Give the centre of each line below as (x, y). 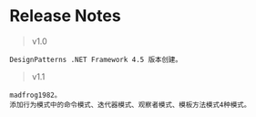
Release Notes (65, 16)
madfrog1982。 (36, 95)
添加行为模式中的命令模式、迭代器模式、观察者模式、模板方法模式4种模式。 (130, 105)
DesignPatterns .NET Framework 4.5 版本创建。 (96, 59)
